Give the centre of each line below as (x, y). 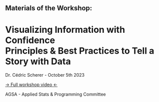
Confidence (30, 40)
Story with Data (38, 61)
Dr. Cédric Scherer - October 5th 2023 (45, 75)
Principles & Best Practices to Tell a (80, 51)
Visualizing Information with (65, 30)
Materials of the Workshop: (49, 8)
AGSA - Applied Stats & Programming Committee (55, 95)
